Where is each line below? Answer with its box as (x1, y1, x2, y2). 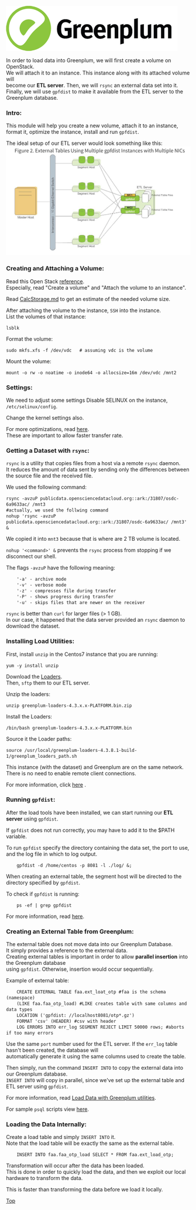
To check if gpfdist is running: (6, 890, 80, 897)
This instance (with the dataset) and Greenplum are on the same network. (6, 763, 184, 771)
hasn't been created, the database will (6, 1047, 98, 1054)
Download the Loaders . (6, 673, 63, 680)
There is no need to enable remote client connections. (6, 770, 136, 777)
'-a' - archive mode (16, 577, 67, 582)
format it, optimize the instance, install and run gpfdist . (6, 128, 139, 135)
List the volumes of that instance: (6, 313, 87, 320)
